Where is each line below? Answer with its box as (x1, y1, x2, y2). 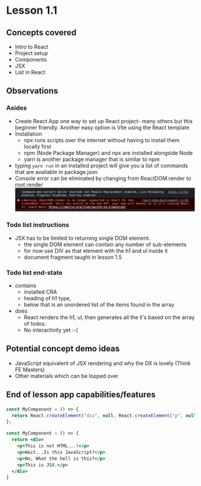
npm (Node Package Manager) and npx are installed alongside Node (23, 149, 193, 156)
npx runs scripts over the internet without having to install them (23, 136, 180, 143)
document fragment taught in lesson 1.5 (23, 253, 122, 261)
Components (14, 56, 47, 63)
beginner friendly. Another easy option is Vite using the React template (14, 124, 190, 131)
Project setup (14, 50, 48, 57)
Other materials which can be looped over (14, 372, 118, 380)
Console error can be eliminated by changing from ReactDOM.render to (14, 175, 191, 182)
